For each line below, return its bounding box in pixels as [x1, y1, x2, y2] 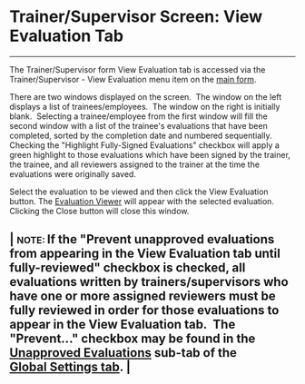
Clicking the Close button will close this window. [9, 205, 190, 216]
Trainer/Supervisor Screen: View [9, 6, 263, 27]
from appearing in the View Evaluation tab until [9, 246, 281, 261]
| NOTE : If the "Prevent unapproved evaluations [9, 231, 275, 247]
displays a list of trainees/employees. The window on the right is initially [9, 101, 280, 112]
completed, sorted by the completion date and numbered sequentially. [9, 130, 272, 141]
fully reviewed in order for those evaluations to [9, 302, 280, 319]
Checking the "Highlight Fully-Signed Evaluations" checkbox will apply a [9, 139, 280, 151]
